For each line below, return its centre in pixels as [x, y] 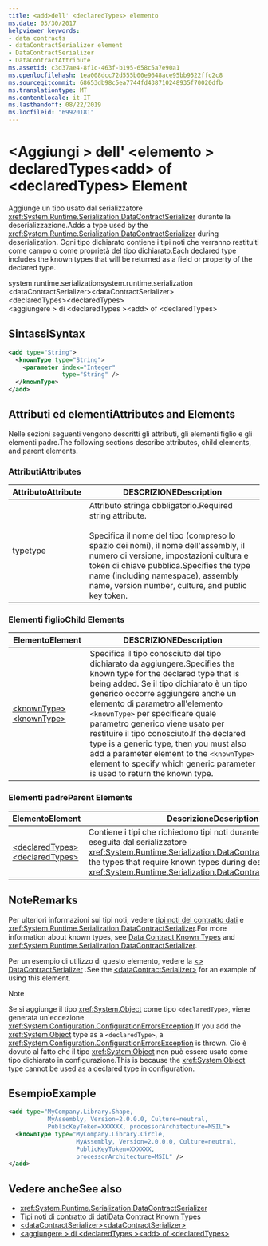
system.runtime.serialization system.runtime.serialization [101, 283]
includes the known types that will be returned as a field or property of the [130, 259]
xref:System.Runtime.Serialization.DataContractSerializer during [114, 234]
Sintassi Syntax [47, 334]
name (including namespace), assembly [164, 575]
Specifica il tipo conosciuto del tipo [156, 654]
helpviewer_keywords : [44, 30]
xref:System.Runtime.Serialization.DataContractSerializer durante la [120, 216]
